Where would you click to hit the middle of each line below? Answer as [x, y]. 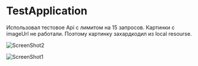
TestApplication [47, 11]
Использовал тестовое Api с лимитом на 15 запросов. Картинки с [91, 27]
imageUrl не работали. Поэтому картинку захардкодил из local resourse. [99, 33]
